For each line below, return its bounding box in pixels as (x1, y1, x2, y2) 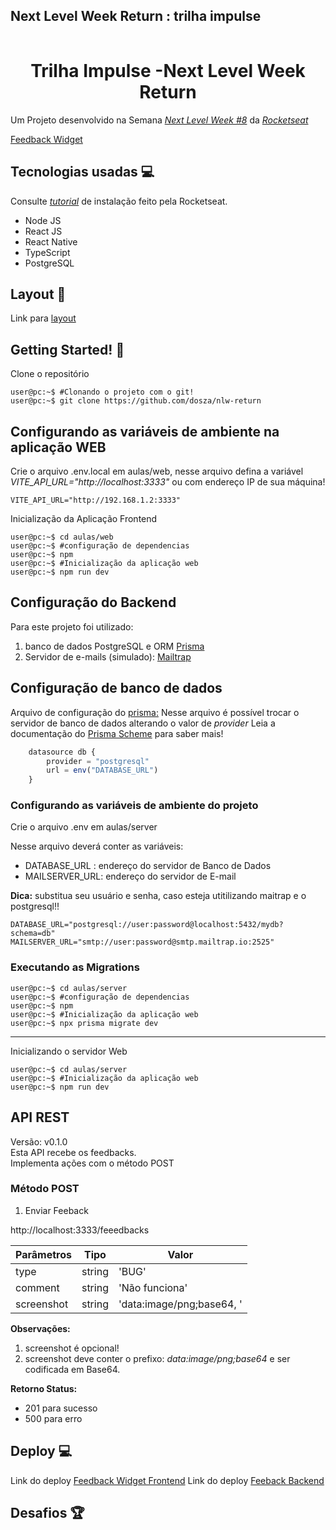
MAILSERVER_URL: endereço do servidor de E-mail (24, 870, 237, 883)
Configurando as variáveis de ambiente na (10, 423, 280, 440)
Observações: (10, 1322, 71, 1334)
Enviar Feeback (24, 1204, 89, 1216)
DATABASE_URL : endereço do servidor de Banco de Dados (24, 860, 272, 872)
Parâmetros (15, 1247, 72, 1261)
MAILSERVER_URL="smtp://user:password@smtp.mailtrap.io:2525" (10, 937, 275, 948)
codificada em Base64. (24, 1363, 121, 1375)
